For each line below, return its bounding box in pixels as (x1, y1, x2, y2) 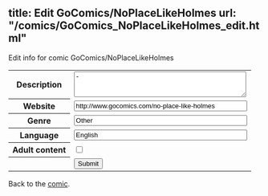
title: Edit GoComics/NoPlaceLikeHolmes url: (8, 6, 237, 20)
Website (22, 100, 56, 112)
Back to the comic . (8, 178, 71, 188)
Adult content (12, 145, 67, 156)
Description (16, 80, 63, 91)
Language (19, 130, 59, 141)
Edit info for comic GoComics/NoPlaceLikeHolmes (8, 52, 174, 63)
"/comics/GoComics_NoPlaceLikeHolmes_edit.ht (8, 19, 260, 33)
